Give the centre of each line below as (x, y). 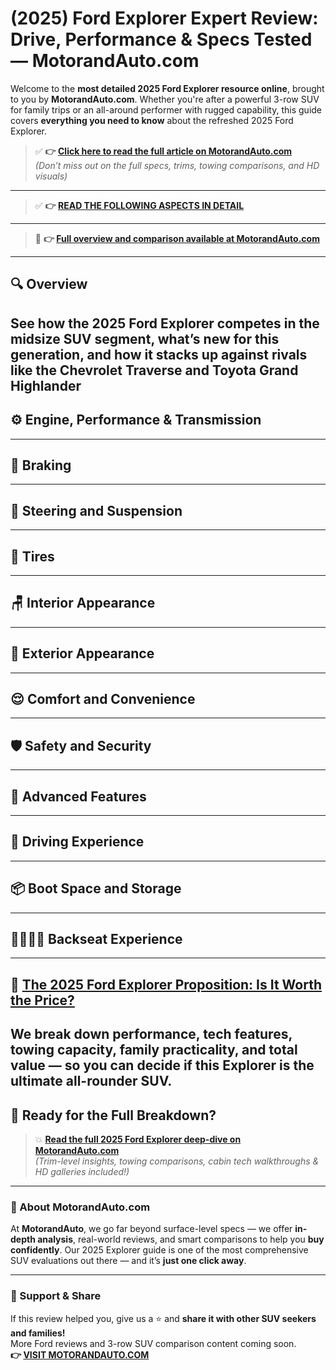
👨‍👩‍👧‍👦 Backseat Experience (96, 939)
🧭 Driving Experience (77, 842)
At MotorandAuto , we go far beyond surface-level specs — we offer (151, 1229)
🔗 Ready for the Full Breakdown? (113, 1115)
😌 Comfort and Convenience (103, 698)
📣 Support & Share (56, 1296)
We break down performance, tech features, (151, 1034)
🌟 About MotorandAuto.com (80, 1207)
